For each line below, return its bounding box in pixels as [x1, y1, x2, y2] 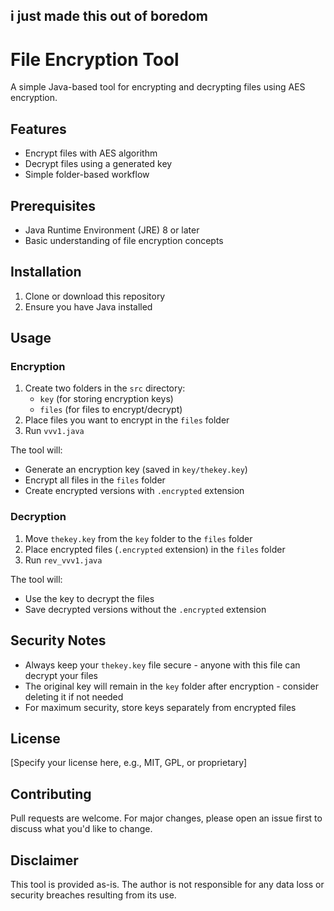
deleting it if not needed [24, 690, 124, 703]
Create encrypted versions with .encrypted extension [24, 485, 245, 497]
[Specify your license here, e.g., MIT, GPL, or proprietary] [10, 757, 248, 769]
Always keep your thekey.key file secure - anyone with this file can [24, 659, 301, 671]
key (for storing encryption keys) [39, 393, 174, 405]
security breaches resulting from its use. [10, 889, 177, 901]
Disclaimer [10, 852, 79, 869]
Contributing [10, 785, 92, 803]
